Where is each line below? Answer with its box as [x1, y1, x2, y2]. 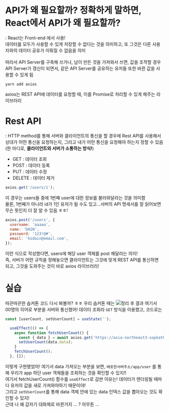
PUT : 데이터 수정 [12, 168, 47, 174]
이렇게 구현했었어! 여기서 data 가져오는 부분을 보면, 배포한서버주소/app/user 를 [5, 363, 157, 369]
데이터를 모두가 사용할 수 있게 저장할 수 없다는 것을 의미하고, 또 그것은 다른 [5, 41, 151, 47]
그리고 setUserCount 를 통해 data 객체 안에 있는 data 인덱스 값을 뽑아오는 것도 [5, 388, 157, 394]
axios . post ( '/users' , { [5, 217, 55, 222]
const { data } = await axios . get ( [18, 335, 94, 340]
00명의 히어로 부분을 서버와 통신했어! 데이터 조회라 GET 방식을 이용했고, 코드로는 [5, 306, 162, 312]
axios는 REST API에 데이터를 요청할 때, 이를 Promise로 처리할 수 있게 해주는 [5, 91, 155, 97]
